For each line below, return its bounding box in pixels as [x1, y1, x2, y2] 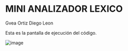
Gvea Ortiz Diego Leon [5, 20, 54, 26]
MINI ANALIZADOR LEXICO [5, 3, 123, 15]
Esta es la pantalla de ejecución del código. [5, 30, 97, 36]
